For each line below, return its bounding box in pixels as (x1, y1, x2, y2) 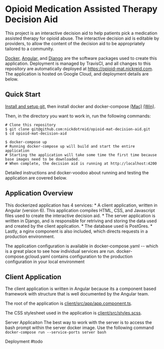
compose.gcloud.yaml (5, 253, 50, 259)
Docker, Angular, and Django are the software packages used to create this (5, 55, 157, 61)
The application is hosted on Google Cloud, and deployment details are (5, 71, 149, 77)
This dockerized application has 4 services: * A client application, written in (5, 202, 158, 208)
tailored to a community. (5, 46, 54, 52)
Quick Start (5, 90, 41, 99)
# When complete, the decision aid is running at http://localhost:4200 (5, 161, 157, 166)
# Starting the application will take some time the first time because (5, 152, 157, 158)
